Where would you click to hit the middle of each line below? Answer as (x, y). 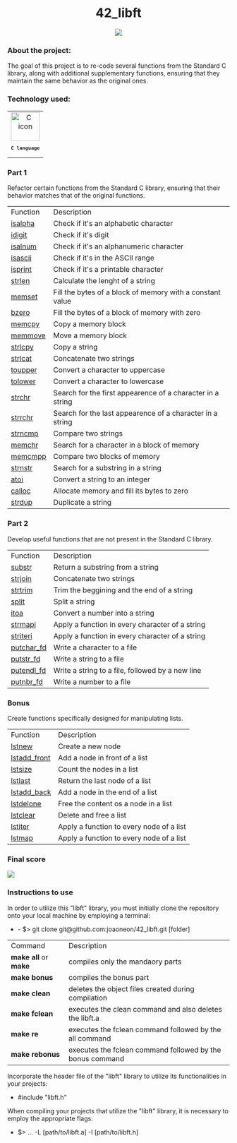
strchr (21, 397)
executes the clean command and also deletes (145, 1009)
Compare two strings (88, 433)
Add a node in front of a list (103, 758)
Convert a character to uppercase (109, 370)
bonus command (96, 1058)
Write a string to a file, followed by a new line (127, 670)
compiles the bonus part (109, 977)
